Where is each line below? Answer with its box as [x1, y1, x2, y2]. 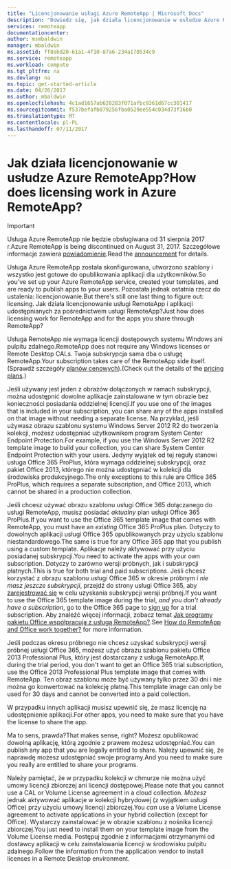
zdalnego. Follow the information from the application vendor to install [7, 847, 204, 855]
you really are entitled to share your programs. [7, 761, 139, 769]
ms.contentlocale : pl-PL [7, 119, 78, 126]
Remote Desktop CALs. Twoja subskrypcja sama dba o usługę [7, 349, 183, 358]
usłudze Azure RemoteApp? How [7, 170, 197, 185]
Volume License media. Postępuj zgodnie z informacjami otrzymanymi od [7, 832, 215, 841]
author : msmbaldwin [7, 36, 63, 43]
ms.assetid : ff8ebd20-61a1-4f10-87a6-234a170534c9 [7, 49, 155, 56]
